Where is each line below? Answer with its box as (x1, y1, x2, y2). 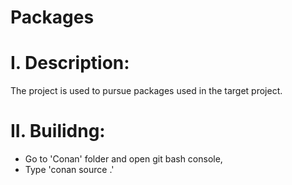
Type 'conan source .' (24, 164, 115, 176)
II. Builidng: (10, 120, 106, 143)
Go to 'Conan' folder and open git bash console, (24, 153, 223, 165)
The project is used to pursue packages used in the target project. (10, 85, 283, 97)
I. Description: (10, 52, 130, 75)
